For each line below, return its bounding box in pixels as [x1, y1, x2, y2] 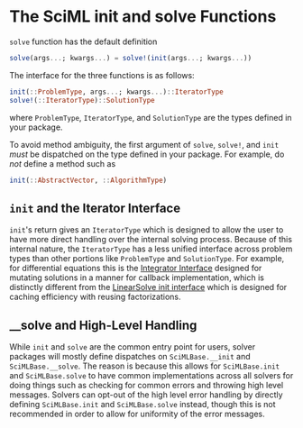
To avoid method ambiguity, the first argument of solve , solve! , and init [9, 139, 280, 150]
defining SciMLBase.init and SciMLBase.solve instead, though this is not [9, 399, 276, 410]
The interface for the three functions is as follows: [9, 69, 196, 80]
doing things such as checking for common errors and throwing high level [9, 380, 284, 391]
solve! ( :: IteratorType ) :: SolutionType [9, 96, 155, 105]
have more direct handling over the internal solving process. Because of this [9, 234, 293, 245]
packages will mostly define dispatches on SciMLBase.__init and [9, 351, 251, 362]
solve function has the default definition [9, 36, 158, 47]
